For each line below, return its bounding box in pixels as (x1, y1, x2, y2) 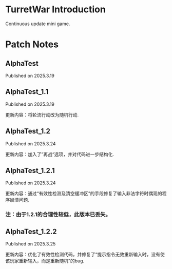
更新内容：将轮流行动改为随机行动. (5, 111, 79, 118)
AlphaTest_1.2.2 (5, 227, 57, 236)
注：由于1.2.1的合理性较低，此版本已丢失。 (5, 211, 111, 218)
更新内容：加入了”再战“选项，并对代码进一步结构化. (5, 151, 114, 157)
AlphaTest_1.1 (5, 87, 49, 96)
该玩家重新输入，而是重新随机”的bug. (5, 258, 85, 264)
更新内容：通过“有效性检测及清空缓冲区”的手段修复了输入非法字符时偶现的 (5, 190, 163, 197)
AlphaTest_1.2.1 (5, 166, 55, 175)
